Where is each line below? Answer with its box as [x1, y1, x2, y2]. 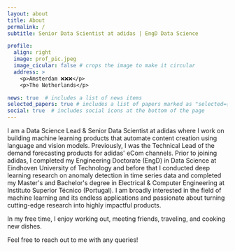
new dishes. [7, 222, 42, 230]
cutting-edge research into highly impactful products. [7, 201, 162, 209]
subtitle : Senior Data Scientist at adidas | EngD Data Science [7, 29, 199, 37]
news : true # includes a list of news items [7, 94, 142, 102]
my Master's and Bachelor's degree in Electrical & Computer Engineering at [7, 179, 225, 186]
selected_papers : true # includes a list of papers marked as [7, 101, 192, 108]
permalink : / [7, 23, 45, 30]
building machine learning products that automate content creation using [7, 134, 218, 142]
